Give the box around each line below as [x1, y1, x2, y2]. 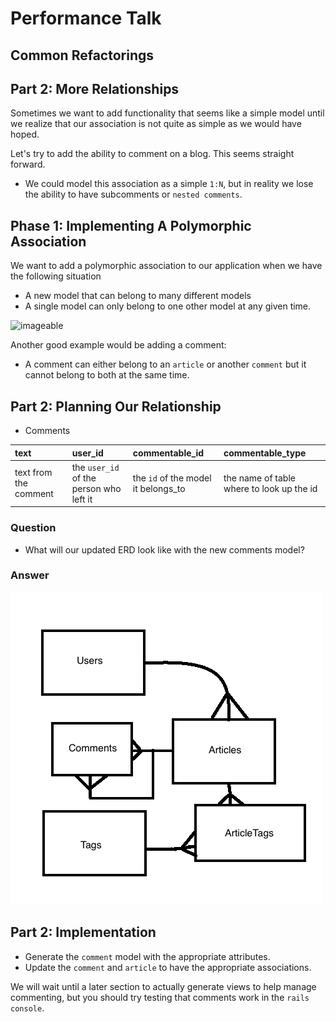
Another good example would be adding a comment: [10, 339, 227, 351]
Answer [10, 568, 50, 582]
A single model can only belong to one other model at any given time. [24, 300, 312, 312]
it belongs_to [132, 482, 186, 494]
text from [14, 467, 53, 479]
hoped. [10, 128, 40, 141]
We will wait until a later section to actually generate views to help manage [10, 980, 317, 992]
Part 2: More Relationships [10, 80, 180, 97]
